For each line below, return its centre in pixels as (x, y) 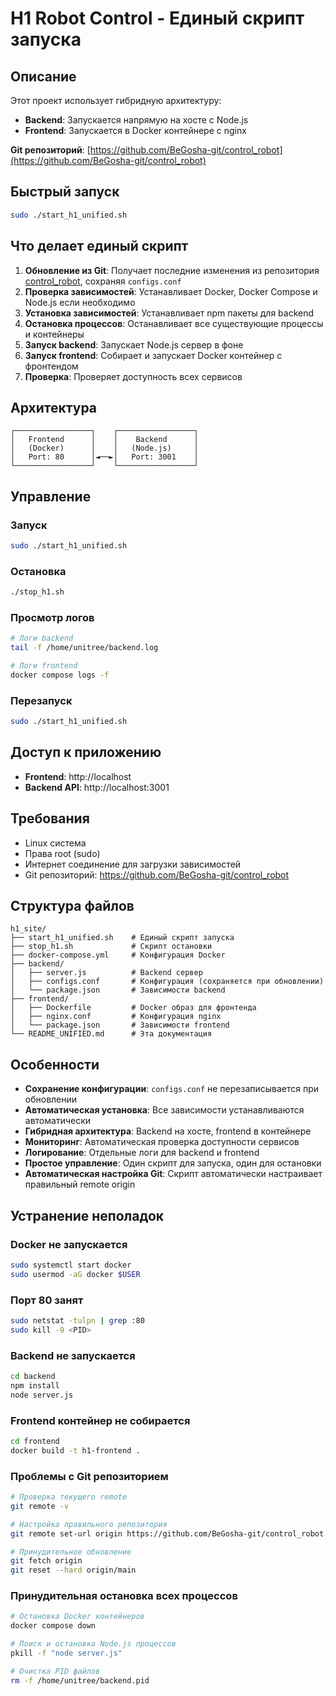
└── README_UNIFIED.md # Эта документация (111, 1034)
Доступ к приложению (86, 752)
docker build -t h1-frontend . (75, 1450)
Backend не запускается (73, 1355)
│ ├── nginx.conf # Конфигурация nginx (116, 1017)
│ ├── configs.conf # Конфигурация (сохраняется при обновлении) (167, 982)
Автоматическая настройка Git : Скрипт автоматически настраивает (173, 1174)
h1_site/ (28, 929)
